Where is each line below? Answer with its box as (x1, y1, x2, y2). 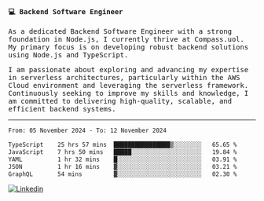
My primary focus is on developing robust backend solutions (8, 43, 249, 52)
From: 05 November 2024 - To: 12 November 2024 (8, 126, 167, 135)
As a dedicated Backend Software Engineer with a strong (8, 27, 233, 36)
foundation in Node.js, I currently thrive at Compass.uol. (8, 35, 245, 44)
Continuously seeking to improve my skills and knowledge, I (8, 89, 249, 98)
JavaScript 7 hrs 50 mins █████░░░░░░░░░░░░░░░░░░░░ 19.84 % (8, 148, 237, 156)
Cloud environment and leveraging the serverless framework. (8, 81, 249, 90)
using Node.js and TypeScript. (8, 51, 129, 60)
